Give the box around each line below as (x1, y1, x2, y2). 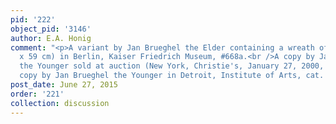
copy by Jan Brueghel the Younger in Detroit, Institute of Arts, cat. (19, 71, 325, 81)
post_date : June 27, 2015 (10, 80, 118, 90)
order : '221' (10, 89, 65, 99)
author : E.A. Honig (10, 33, 92, 43)
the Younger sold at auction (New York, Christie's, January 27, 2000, (19, 61, 325, 71)
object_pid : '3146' (10, 24, 92, 34)
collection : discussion (10, 98, 110, 108)
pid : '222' (10, 14, 56, 25)
